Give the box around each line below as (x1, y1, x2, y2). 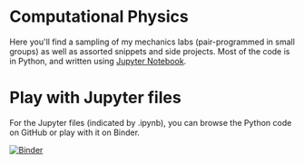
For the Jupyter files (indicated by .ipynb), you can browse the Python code (9, 117, 292, 128)
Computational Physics (9, 6, 189, 27)
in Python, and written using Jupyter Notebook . (9, 55, 187, 66)
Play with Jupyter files (9, 88, 181, 108)
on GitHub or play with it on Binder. (9, 127, 141, 138)
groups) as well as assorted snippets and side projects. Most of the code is (9, 45, 290, 56)
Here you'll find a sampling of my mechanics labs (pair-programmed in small (9, 36, 295, 47)
